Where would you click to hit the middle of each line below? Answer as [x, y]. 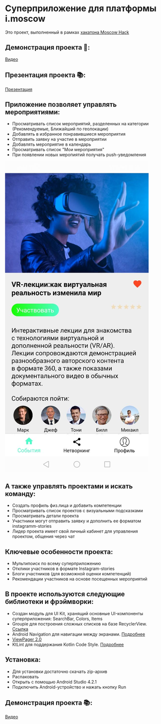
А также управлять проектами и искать [69, 486]
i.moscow [25, 19]
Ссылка [20, 629]
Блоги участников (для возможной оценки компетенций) [72, 574]
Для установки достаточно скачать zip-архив [60, 672]
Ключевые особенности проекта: [59, 552]
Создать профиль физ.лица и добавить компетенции [67, 505]
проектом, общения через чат [44, 536]
